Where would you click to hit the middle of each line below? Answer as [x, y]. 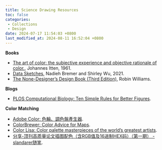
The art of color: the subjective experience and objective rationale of [85, 63]
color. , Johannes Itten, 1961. [42, 68]
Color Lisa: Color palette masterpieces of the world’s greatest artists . [85, 130]
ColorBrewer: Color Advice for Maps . [51, 125]
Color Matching [22, 108]
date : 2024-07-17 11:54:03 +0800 [41, 34]
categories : [18, 19]
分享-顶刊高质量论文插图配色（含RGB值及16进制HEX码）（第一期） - [84, 136]
